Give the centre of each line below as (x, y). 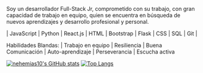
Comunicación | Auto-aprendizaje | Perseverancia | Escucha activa (91, 52)
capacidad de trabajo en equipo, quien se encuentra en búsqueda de (93, 15)
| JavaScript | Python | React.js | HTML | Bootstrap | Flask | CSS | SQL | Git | (102, 33)
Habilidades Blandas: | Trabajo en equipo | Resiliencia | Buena (84, 45)
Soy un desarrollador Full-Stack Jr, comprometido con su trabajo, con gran (101, 9)
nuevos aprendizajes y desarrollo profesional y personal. (78, 22)
